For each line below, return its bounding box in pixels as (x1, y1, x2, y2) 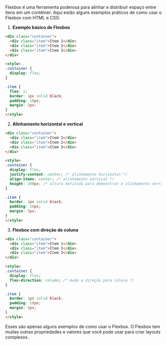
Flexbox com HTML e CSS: (5, 15, 61, 20)
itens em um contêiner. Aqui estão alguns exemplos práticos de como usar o (5, 9, 162, 15)
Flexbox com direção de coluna (12, 227, 79, 233)
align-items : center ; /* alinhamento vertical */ (9, 176, 114, 181)
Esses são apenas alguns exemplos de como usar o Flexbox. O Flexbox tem (5, 323, 161, 330)
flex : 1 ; (9, 89, 28, 94)
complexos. (5, 334, 29, 340)
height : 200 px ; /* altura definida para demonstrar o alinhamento (9, 181, 150, 186)
